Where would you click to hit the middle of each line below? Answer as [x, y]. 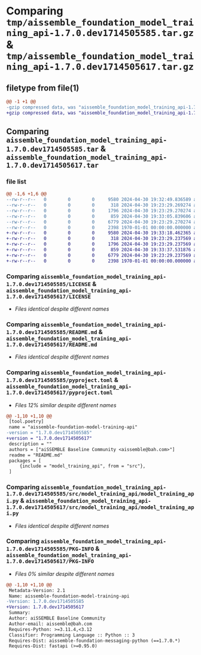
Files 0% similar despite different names [65, 573]
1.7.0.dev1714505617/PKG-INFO [50, 561]
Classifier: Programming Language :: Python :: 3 [72, 635]
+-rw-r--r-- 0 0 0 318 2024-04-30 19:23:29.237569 [99, 239]
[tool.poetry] [26, 422]
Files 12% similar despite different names [66, 405]
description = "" [30, 444]
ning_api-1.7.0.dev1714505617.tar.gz [100, 67]
